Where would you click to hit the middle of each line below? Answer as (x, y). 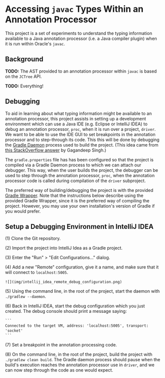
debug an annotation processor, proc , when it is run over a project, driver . (81, 129)
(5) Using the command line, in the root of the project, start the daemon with (82, 291)
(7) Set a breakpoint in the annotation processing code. (61, 345)
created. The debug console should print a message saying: (66, 311)
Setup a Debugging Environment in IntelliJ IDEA (79, 226)
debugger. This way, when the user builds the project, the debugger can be (82, 170)
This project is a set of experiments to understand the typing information (79, 33)
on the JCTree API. (23, 76)
